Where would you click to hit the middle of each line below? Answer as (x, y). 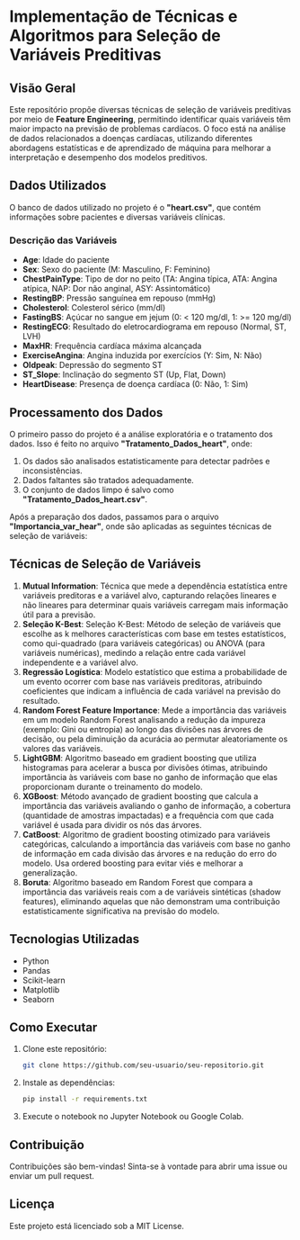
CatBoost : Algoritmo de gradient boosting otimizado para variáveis (146, 834)
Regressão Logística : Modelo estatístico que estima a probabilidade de (154, 671)
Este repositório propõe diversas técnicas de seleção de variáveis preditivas (150, 109)
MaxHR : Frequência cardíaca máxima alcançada (112, 346)
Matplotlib (41, 989)
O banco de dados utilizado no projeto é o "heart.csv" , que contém (135, 207)
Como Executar (53, 1027)
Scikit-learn (44, 980)
